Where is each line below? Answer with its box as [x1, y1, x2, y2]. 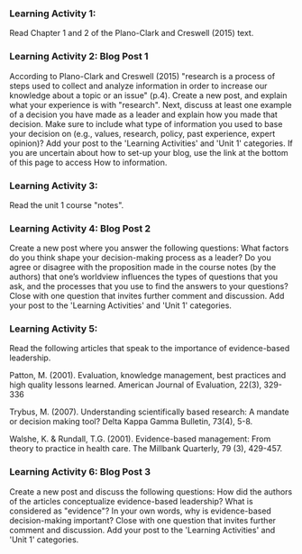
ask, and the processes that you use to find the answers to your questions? [9, 281, 288, 292]
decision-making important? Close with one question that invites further [9, 514, 277, 525]
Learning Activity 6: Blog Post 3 [9, 466, 151, 478]
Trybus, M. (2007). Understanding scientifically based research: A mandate [9, 406, 290, 417]
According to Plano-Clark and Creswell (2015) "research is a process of [9, 70, 276, 81]
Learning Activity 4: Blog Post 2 [9, 222, 151, 234]
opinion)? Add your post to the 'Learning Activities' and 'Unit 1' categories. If [9, 138, 293, 149]
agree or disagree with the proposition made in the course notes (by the [9, 262, 277, 273]
